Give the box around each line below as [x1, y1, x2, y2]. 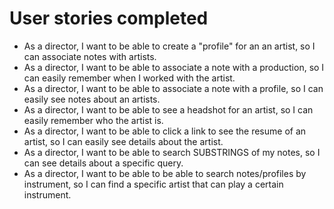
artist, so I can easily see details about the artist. [23, 135, 224, 147]
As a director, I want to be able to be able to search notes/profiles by [23, 167, 307, 179]
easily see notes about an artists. [23, 93, 161, 105]
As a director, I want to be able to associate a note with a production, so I [23, 61, 325, 73]
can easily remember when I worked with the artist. [23, 72, 236, 84]
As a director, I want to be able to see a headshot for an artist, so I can [23, 103, 314, 116]
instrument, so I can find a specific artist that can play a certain [23, 178, 284, 190]
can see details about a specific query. [23, 157, 184, 169]
